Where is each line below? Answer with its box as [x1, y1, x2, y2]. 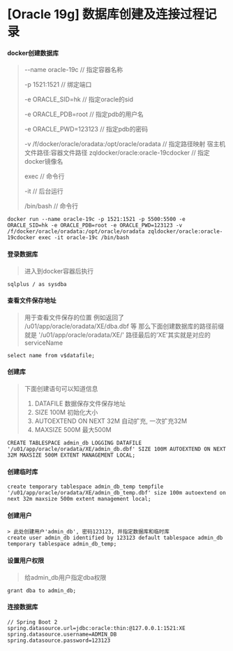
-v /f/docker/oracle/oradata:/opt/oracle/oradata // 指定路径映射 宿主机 [24, 140, 226, 148]
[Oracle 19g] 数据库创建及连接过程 [7, 6, 204, 22]
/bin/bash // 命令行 [24, 202, 79, 210]
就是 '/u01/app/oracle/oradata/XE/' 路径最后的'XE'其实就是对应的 [24, 330, 211, 339]
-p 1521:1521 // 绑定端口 [24, 80, 92, 89]
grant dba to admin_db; [7, 587, 77, 594]
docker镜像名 [24, 157, 63, 166]
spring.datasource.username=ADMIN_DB [7, 631, 117, 638]
